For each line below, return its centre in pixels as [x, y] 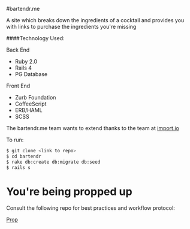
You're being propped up [70, 192]
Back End [18, 50]
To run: [15, 140]
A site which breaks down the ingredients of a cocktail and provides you [95, 20]
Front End [18, 86]
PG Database [31, 74]
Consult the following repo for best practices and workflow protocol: [91, 208]
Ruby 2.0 [26, 61]
